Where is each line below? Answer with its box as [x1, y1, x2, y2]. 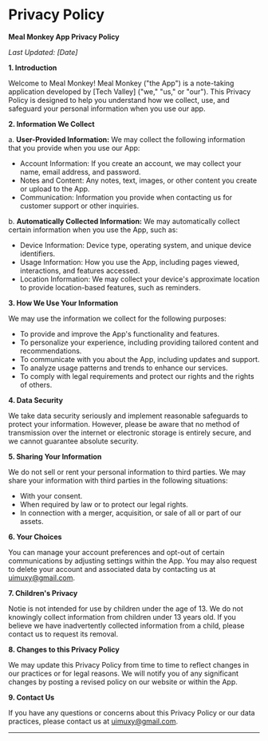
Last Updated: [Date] [8, 47, 78, 57]
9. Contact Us [8, 692, 54, 702]
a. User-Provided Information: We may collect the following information [8, 134, 246, 144]
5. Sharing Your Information [8, 451, 102, 461]
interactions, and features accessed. [19, 266, 140, 275]
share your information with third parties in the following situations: [8, 475, 228, 485]
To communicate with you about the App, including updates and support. [19, 354, 260, 364]
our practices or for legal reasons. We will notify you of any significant [8, 668, 239, 678]
